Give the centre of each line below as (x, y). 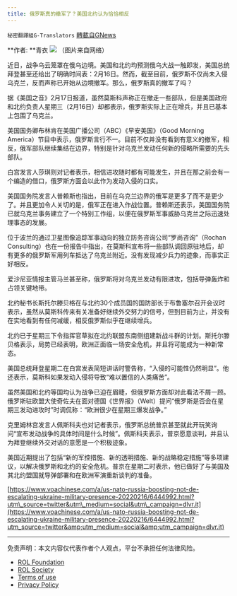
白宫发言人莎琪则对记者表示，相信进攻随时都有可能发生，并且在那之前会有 (115, 172)
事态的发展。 (32, 222)
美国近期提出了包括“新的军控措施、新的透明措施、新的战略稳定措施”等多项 (115, 457)
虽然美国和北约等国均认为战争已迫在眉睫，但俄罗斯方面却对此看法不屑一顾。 (119, 392)
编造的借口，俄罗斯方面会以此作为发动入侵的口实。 (87, 180)
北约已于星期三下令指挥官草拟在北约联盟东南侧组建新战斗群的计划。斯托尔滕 (119, 335)
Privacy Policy (38, 585)
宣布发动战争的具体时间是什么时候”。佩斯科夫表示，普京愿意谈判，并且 (120, 433)
